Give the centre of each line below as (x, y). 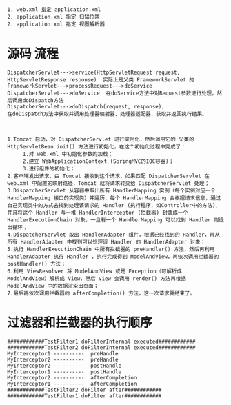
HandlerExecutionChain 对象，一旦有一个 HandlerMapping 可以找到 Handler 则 (113, 220)
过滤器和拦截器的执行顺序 (80, 323)
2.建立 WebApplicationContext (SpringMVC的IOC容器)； (98, 161)
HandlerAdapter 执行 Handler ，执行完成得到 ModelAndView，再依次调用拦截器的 (113, 257)
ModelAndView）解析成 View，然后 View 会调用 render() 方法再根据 (97, 279)
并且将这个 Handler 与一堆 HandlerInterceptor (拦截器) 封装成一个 (98, 213)
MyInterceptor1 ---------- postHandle (64, 372)
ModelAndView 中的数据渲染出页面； (53, 286)
